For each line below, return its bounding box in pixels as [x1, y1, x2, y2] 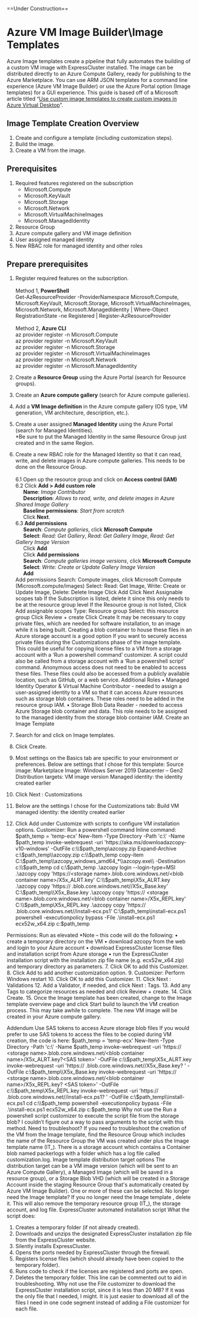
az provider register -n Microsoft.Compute [15, 331, 118, 338]
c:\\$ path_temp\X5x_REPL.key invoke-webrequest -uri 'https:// [6, 1087, 159, 1094]
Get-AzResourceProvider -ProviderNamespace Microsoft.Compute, [15, 294, 179, 301]
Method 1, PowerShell [15, 287, 70, 294]
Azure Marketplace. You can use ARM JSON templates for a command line [6, 76, 188, 83]
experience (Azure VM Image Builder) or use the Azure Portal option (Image [6, 83, 191, 90]
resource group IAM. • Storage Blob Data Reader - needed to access [15, 702, 183, 709]
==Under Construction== [6, 5, 68, 12]
